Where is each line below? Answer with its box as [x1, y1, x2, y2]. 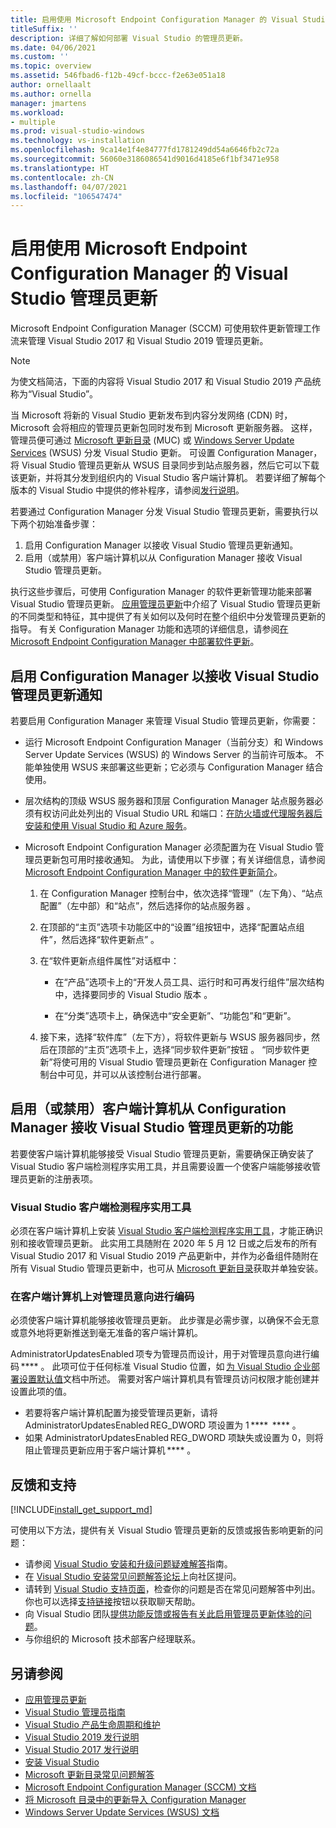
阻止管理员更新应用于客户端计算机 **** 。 [24, 1444, 197, 1456]
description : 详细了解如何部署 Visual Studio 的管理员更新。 [10, 33, 248, 43]
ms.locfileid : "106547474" [10, 191, 123, 201]
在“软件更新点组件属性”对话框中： [39, 955, 180, 966]
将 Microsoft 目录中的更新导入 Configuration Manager [24, 1794, 247, 1806]
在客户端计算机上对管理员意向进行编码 [10, 1290, 195, 1304]
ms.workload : [10, 107, 65, 118]
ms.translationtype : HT [10, 163, 110, 173]
